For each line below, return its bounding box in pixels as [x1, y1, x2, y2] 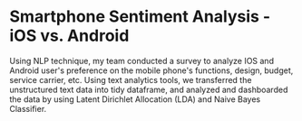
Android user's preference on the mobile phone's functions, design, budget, [9, 65, 294, 76]
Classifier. [9, 103, 47, 114]
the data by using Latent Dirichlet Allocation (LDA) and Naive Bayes [9, 93, 261, 105]
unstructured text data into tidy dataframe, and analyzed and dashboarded [9, 84, 288, 95]
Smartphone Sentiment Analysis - [9, 6, 271, 27]
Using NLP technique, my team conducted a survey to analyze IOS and [9, 55, 275, 66]
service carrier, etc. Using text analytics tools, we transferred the [9, 74, 252, 85]
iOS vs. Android [9, 25, 130, 46]
